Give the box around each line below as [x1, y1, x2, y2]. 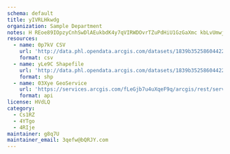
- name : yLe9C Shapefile [13, 61, 84, 67]
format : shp [19, 73, 53, 80]
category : [7, 105, 36, 112]
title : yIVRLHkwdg [7, 16, 60, 23]
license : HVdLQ [7, 99, 51, 106]
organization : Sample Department [7, 22, 103, 29]
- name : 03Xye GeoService [13, 80, 88, 87]
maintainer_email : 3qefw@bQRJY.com [7, 137, 109, 144]
